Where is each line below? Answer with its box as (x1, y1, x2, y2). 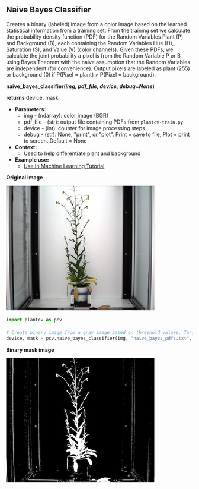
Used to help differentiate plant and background (23, 150, 141, 157)
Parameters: (14, 105, 46, 112)
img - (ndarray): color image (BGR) (23, 112, 108, 119)
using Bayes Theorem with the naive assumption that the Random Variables (6, 58, 191, 65)
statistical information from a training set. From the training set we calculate (6, 27, 191, 34)
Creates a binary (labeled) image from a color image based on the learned (6, 20, 187, 27)
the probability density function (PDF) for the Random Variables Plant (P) (6, 33, 184, 40)
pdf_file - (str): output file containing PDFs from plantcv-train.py (23, 118, 184, 125)
